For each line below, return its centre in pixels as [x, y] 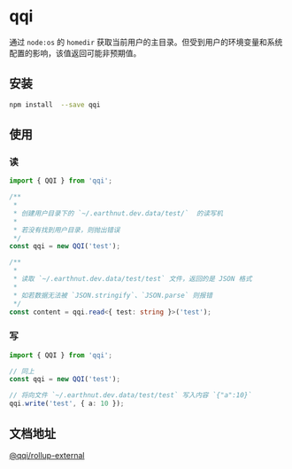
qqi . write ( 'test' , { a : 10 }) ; [67, 404]
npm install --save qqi [55, 105]
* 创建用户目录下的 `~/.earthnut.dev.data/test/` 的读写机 [118, 213]
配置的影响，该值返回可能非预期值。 [75, 53]
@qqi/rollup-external [47, 455]
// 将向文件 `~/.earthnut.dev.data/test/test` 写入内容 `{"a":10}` [131, 395]
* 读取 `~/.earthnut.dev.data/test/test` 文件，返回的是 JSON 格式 [132, 279]
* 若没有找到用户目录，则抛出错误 [66, 230]
